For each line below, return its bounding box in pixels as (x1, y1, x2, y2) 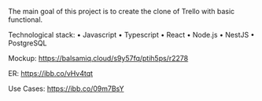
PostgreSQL (8, 38, 47, 48)
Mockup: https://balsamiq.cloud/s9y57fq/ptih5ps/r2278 (8, 54, 189, 63)
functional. (8, 15, 43, 24)
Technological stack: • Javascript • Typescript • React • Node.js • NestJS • (8, 31, 255, 39)
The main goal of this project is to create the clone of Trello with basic (8, 7, 235, 16)
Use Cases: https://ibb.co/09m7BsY (8, 84, 124, 93)
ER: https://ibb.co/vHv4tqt (8, 69, 93, 78)
